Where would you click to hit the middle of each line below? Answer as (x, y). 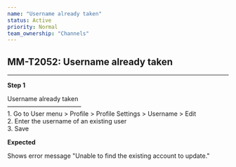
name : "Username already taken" (54, 14)
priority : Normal (33, 27)
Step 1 (17, 86)
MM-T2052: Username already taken (90, 61)
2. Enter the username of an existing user (67, 121)
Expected (22, 142)
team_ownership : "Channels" (48, 33)
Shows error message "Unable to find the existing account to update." (109, 156)
